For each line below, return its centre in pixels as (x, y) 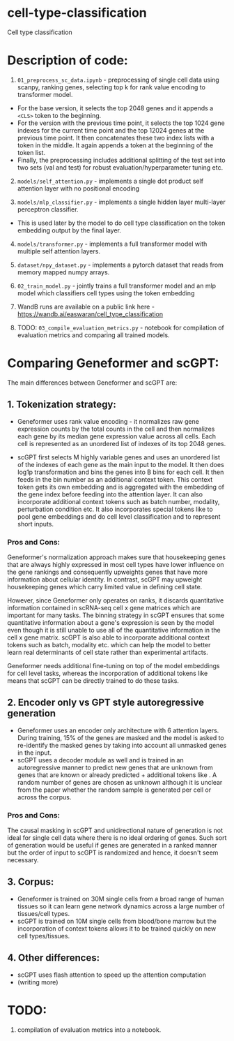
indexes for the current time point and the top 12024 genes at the (111, 130)
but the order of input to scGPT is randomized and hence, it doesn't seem (113, 852)
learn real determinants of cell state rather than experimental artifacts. (108, 652)
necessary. (23, 860)
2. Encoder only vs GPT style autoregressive (106, 703)
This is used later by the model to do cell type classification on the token (121, 223)
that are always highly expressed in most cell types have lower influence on (116, 564)
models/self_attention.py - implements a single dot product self (110, 181)
